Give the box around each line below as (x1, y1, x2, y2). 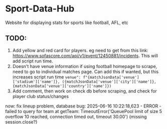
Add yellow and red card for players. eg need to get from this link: (12, 47, 148, 53)
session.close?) (5, 118, 38, 125)
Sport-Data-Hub (5, 3, 75, 14)
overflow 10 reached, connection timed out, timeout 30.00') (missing (5, 113, 147, 119)
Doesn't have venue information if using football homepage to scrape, (12, 63, 157, 69)
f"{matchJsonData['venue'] (83, 74, 139, 80)
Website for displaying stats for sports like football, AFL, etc (5, 19, 129, 25)
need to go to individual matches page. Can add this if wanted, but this (12, 68, 159, 74)
